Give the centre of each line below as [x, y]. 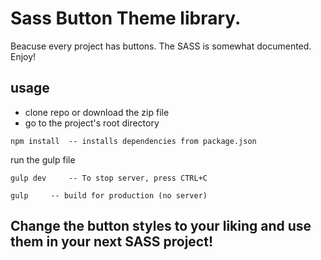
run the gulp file [43, 159]
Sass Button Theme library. [126, 18]
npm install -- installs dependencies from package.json [133, 141]
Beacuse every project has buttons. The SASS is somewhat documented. [161, 46]
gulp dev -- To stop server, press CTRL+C [109, 178]
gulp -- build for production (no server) [109, 195]
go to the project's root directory [92, 123]
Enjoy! [23, 56]
